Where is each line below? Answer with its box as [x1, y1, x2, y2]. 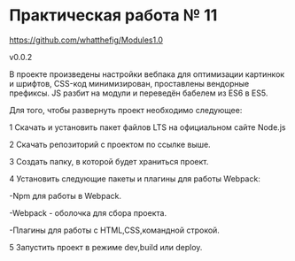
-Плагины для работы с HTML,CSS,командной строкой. [9, 225, 220, 235]
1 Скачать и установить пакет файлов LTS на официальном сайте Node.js [9, 121, 286, 133]
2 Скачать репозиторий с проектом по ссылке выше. [9, 139, 211, 150]
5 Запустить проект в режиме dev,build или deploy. [9, 242, 203, 252]
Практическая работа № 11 [9, 5, 218, 26]
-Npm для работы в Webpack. [9, 190, 122, 201]
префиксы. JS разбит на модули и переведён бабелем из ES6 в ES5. [9, 88, 268, 98]
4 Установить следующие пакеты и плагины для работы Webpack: [9, 173, 261, 184]
